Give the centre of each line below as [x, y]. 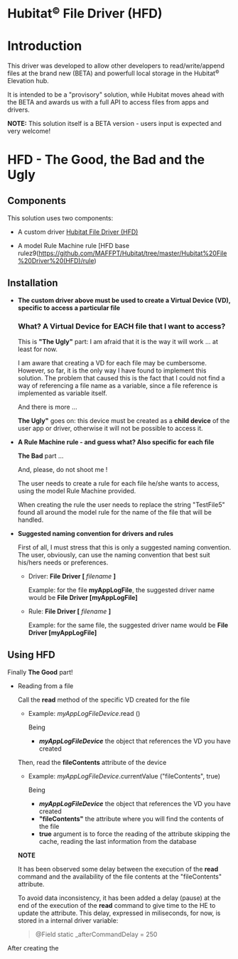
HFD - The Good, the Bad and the [106, 160]
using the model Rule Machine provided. [77, 491]
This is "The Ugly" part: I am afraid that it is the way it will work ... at [118, 342]
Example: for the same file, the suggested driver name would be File [128, 625]
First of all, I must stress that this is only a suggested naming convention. [124, 547]
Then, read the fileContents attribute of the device [92, 762]
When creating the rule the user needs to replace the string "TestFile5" [121, 505]
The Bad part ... [40, 456]
